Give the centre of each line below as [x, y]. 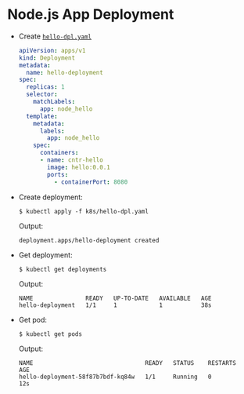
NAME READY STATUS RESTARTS [127, 363]
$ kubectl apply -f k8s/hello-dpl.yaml [84, 211]
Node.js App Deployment [91, 15]
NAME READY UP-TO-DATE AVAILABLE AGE [115, 298]
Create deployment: [50, 197]
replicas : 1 [45, 87]
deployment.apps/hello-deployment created [89, 240]
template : [42, 116]
